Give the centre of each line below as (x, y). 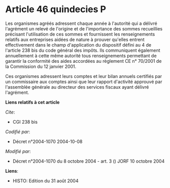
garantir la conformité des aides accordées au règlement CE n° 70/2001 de (83, 61)
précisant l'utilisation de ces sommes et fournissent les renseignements (80, 34)
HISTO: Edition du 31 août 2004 (45, 180)
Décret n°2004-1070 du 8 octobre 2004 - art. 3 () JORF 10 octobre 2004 (89, 161)
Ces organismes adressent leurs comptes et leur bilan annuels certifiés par (84, 76)
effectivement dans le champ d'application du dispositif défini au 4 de (78, 45)
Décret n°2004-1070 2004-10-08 (47, 141)
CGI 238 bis (25, 122)
